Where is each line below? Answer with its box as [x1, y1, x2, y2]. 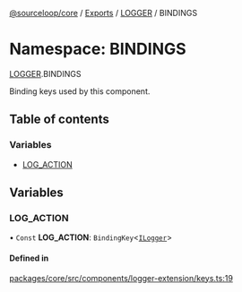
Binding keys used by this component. [9, 85, 151, 97]
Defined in [9, 253, 49, 263]
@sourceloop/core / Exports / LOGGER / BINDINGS [9, 8, 198, 18]
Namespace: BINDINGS [9, 39, 186, 59]
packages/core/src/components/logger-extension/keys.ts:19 [9, 272, 233, 283]
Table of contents [9, 112, 109, 127]
